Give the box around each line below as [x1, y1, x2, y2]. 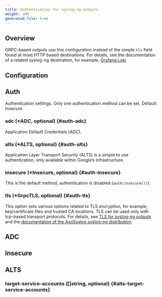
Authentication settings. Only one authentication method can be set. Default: [5, 100, 158, 107]
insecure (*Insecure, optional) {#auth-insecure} [5, 169, 121, 176]
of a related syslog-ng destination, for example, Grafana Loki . [5, 57, 127, 63]
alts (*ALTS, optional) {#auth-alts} [5, 141, 88, 148]
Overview [5, 34, 35, 42]
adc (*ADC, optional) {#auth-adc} [5, 118, 87, 125]
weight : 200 [5, 12, 29, 16]
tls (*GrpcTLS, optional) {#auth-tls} [5, 192, 91, 199]
